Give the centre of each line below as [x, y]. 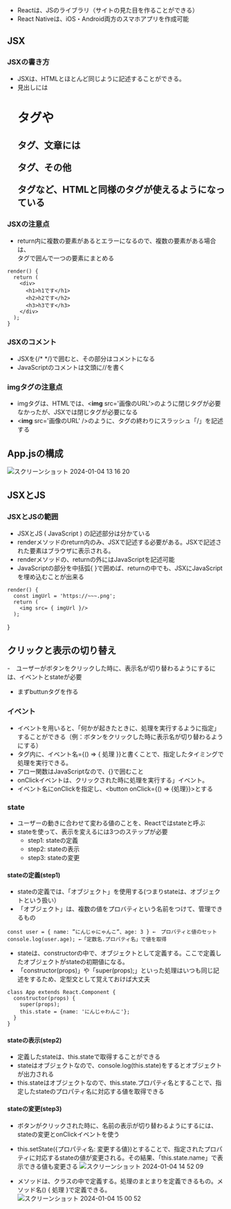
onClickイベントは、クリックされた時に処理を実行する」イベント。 [113, 780]
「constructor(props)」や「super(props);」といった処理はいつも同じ [115, 970]
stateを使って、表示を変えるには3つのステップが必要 [92, 832]
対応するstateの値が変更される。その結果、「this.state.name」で [126, 1158]
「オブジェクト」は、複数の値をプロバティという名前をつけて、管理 [114, 909]
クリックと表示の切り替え [62, 651]
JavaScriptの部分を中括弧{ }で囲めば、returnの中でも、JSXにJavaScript [120, 568]
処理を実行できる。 [45, 762]
